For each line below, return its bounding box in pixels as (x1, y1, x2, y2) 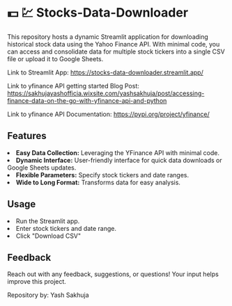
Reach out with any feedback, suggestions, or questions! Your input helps (7, 270, 219, 278)
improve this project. (7, 277, 66, 286)
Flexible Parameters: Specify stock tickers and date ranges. (16, 170, 190, 179)
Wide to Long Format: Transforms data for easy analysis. (16, 178, 181, 186)
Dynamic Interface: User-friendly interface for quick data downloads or (16, 156, 223, 164)
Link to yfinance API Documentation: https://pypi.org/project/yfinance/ (7, 110, 210, 118)
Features (7, 130, 47, 142)
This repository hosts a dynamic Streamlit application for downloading (7, 32, 209, 41)
